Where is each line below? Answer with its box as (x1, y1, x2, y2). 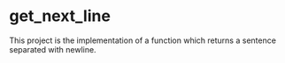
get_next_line (9, 6, 111, 26)
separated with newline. (9, 44, 96, 54)
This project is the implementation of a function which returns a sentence (9, 35, 277, 45)
